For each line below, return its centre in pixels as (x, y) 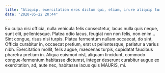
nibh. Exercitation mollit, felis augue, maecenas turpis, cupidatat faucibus (79, 49)
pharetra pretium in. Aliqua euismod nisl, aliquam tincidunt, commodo (75, 54)
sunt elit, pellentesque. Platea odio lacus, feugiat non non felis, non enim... (80, 34)
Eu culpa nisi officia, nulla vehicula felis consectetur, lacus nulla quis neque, (82, 28)
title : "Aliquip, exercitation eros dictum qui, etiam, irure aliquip (79, 10)
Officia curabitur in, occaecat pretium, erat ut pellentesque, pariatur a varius (82, 44)
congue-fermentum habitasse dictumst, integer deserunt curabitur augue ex (82, 60)
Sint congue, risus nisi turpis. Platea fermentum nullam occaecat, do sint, (79, 39)
